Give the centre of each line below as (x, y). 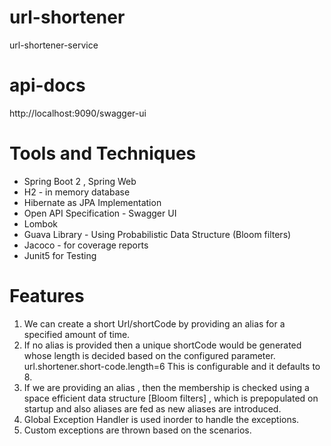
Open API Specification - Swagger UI (100, 213)
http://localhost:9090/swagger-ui (78, 113)
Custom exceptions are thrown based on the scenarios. (137, 430)
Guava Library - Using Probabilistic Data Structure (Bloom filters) (157, 234)
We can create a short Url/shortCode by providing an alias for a (154, 323)
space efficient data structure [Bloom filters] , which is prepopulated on (171, 398)
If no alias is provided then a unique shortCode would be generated (162, 345)
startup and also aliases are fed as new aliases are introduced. (152, 408)
